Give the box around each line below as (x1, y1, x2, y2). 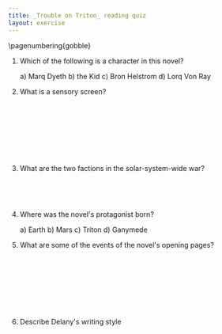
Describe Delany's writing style (19, 317, 122, 326)
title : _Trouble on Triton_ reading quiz (8, 11, 147, 20)
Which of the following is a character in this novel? (19, 56, 184, 66)
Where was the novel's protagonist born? (19, 209, 154, 218)
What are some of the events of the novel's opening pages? (19, 240, 215, 249)
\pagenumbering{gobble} (8, 40, 91, 50)
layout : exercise (8, 19, 66, 27)
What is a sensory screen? (19, 86, 107, 96)
